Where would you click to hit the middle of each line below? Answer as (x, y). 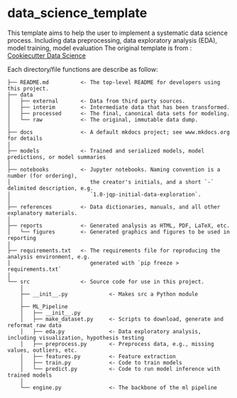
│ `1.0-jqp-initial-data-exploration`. (104, 194)
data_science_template (77, 13)
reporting (22, 238)
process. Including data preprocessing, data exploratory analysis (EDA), (112, 40)
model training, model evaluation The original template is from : (100, 48)
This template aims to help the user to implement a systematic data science (118, 33)
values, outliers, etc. (43, 350)
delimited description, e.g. (50, 188)
